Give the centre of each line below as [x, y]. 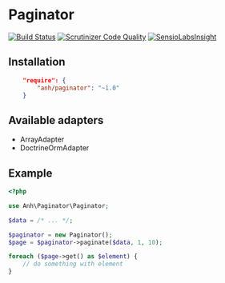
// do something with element [73, 264]
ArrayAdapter [42, 140]
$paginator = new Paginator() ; [60, 235]
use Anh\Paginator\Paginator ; [59, 205]
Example [30, 173]
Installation [37, 62]
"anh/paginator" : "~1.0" [78, 88]
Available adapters [56, 120]
